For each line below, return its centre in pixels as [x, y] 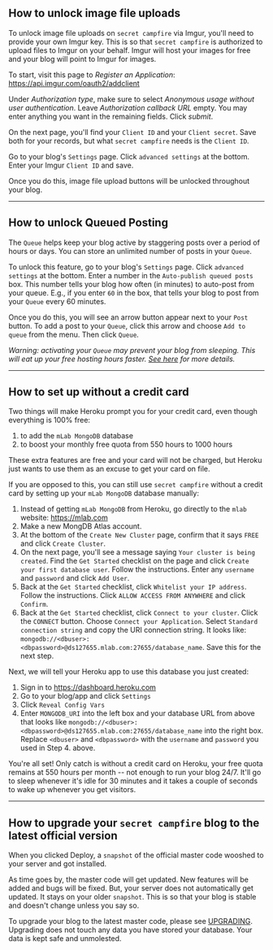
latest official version [63, 836]
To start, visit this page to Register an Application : [92, 74]
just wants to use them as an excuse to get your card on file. [109, 469]
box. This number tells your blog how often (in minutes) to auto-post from [131, 284]
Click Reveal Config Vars [63, 705]
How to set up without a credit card [99, 392]
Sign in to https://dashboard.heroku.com [88, 687]
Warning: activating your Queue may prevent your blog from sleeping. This [132, 350]
